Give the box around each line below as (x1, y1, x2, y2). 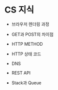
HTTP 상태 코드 (11, 51, 42, 57)
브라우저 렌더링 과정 (11, 21, 49, 27)
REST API (11, 70, 31, 76)
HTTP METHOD (11, 41, 43, 47)
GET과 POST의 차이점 (11, 31, 54, 37)
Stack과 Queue (11, 80, 42, 86)
